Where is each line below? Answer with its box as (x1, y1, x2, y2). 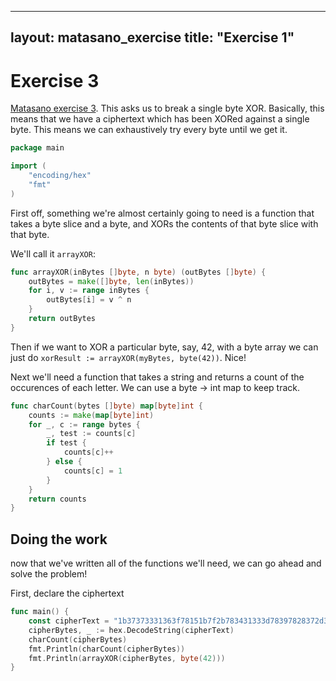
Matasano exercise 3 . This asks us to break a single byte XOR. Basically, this (10, 102, 325, 115)
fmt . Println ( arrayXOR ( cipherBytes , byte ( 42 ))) (28, 653, 226, 663)
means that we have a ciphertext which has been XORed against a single (10, 113, 310, 125)
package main (10, 143, 65, 153)
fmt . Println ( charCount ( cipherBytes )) (28, 644, 186, 654)
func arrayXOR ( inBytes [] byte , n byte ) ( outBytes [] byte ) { (10, 267, 267, 277)
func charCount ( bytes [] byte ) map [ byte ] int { (10, 401, 203, 411)
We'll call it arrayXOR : (10, 247, 96, 260)
